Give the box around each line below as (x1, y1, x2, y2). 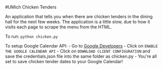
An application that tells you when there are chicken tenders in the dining (5, 14, 153, 19)
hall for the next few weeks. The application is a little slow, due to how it (5, 19, 150, 24)
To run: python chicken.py (5, 34, 58, 39)
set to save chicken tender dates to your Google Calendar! (5, 59, 123, 64)
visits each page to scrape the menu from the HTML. (5, 24, 112, 30)
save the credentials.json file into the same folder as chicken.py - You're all (5, 53, 157, 59)
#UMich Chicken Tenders (5, 4, 56, 10)
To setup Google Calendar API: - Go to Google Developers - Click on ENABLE (5, 43, 158, 48)
